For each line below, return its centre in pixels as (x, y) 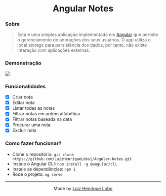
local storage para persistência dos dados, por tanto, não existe (82, 45)
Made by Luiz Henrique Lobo (83, 188)
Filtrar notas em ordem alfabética (46, 114)
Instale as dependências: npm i (44, 169)
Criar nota (22, 97)
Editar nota (23, 103)
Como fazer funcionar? (33, 143)
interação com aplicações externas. (54, 50)
